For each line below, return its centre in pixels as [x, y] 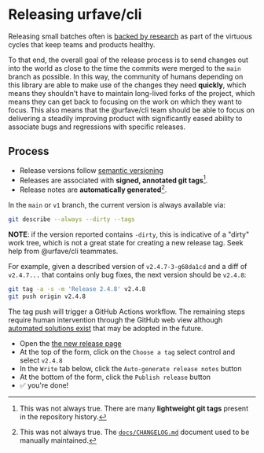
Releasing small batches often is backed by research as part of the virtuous [130, 36]
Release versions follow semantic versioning [91, 170]
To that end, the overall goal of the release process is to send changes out [128, 60]
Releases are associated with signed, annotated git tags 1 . [114, 179]
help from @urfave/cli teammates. [63, 251]
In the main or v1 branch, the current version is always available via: [117, 205]
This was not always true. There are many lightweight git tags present [134, 408]
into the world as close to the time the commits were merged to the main [125, 68]
